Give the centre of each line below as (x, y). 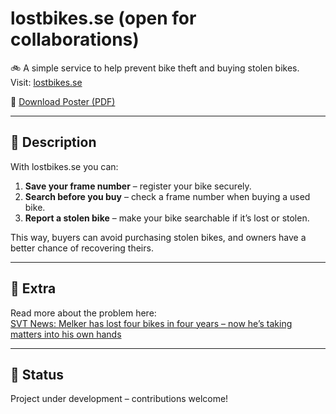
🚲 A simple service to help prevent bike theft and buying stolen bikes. (155, 68)
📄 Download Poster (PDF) (63, 101)
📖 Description (53, 142)
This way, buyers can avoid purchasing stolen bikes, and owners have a (158, 237)
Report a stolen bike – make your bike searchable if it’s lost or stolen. (167, 218)
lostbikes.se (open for (103, 18)
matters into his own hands (66, 334)
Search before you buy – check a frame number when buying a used (167, 196)
